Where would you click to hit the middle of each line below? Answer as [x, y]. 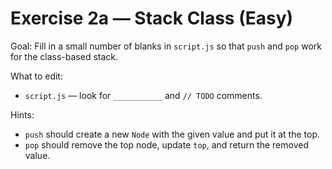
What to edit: [36, 76]
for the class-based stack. [64, 56]
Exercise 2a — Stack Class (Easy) [152, 18]
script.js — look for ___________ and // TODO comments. [143, 95]
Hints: [22, 114]
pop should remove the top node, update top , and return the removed [166, 144]
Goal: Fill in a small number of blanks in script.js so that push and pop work [166, 46]
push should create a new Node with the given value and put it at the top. [172, 134]
